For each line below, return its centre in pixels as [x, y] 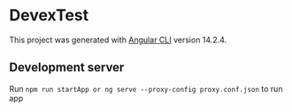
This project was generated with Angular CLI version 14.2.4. [118, 40]
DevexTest [49, 15]
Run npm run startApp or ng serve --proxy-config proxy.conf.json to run [146, 88]
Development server [67, 67]
